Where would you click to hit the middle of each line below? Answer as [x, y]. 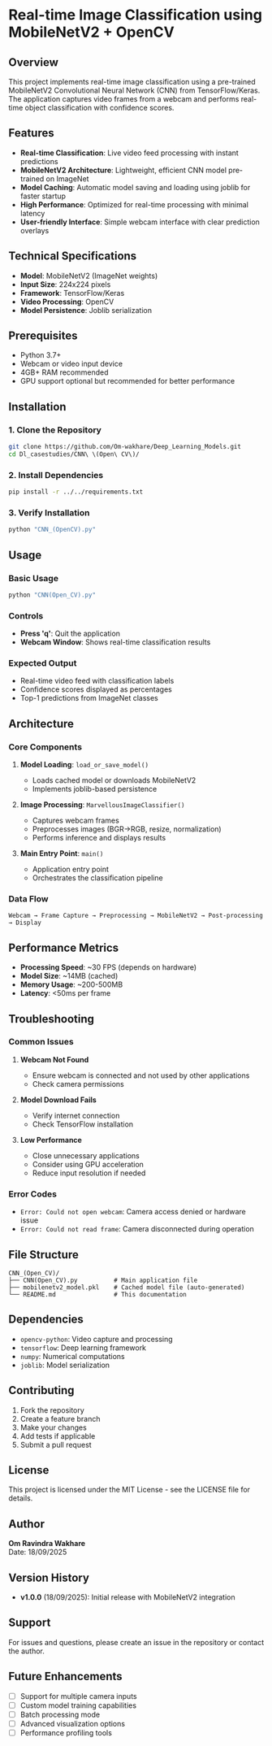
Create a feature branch [60, 1418]
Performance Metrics [64, 947]
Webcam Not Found [54, 1059]
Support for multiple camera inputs [78, 1696]
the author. [26, 1651]
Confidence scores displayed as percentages [96, 689]
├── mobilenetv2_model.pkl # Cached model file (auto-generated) [127, 1287]
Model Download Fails [58, 1100]
